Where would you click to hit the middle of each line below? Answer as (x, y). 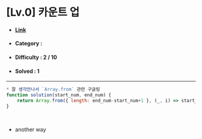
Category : (29, 43)
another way (30, 129)
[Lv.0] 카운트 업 (43, 12)
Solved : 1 (27, 71)
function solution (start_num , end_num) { (59, 95)
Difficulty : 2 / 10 (36, 57)
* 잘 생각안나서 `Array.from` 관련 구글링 (53, 90)
